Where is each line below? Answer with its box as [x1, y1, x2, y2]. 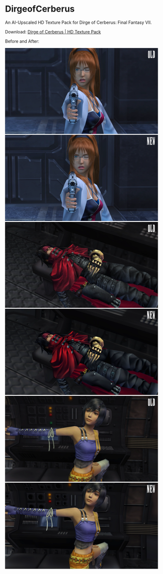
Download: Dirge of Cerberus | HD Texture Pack [5, 29, 101, 34]
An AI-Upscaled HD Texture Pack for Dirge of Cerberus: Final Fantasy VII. [5, 19, 152, 25]
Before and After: [5, 38, 40, 44]
